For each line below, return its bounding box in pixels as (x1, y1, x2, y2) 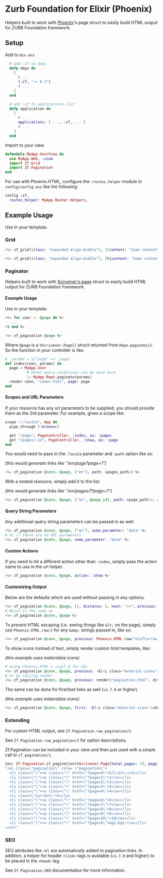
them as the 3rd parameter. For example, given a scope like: (5, 410, 125, 416)
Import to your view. (5, 142, 45, 148)
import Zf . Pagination (9, 165, 53, 170)
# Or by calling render (5, 673, 53, 678)
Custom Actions (5, 548, 39, 554)
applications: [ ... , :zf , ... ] (17, 120, 86, 125)
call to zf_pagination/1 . (5, 752, 52, 758)
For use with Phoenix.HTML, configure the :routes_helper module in (5, 179, 142, 185)
